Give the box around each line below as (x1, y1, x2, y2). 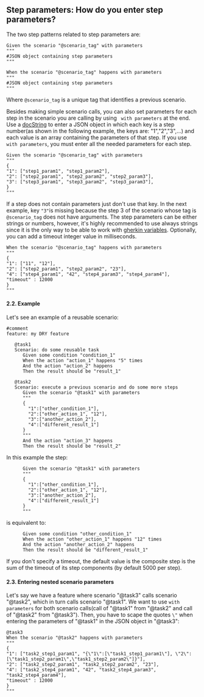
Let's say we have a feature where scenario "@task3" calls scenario (6, 592, 178, 599)
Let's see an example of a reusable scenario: (6, 314, 119, 321)
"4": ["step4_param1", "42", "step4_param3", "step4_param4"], (6, 271, 171, 277)
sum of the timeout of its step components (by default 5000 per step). (6, 564, 182, 572)
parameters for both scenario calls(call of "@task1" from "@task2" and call (6, 605, 193, 612)
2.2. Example (6, 300, 41, 307)
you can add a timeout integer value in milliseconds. (6, 232, 137, 240)
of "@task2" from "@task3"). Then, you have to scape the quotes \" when (6, 611, 193, 619)
